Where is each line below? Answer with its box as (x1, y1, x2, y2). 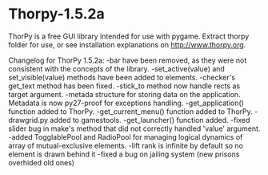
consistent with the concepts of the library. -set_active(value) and (8, 63, 226, 73)
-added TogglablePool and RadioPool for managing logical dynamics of (8, 132, 243, 141)
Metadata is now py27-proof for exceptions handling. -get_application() (8, 98, 244, 108)
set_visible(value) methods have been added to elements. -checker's (8, 72, 236, 82)
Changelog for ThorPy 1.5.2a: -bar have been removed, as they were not (8, 55, 247, 65)
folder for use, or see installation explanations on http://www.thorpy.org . (8, 39, 246, 49)
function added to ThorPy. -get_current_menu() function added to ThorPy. (8, 106, 254, 116)
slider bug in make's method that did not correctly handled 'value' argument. (8, 124, 261, 133)
